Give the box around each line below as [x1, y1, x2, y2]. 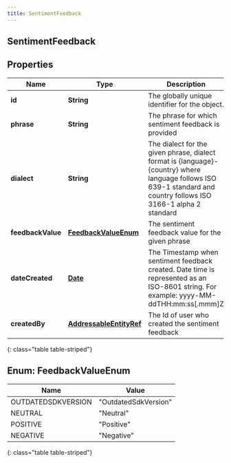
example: [148, 290, 178, 300]
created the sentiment [148, 319, 219, 328]
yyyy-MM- [179, 290, 217, 300]
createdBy [10, 319, 46, 328]
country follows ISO [148, 191, 212, 200]
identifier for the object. [148, 99, 225, 109]
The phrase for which [148, 111, 218, 120]
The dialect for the [148, 139, 208, 149]
